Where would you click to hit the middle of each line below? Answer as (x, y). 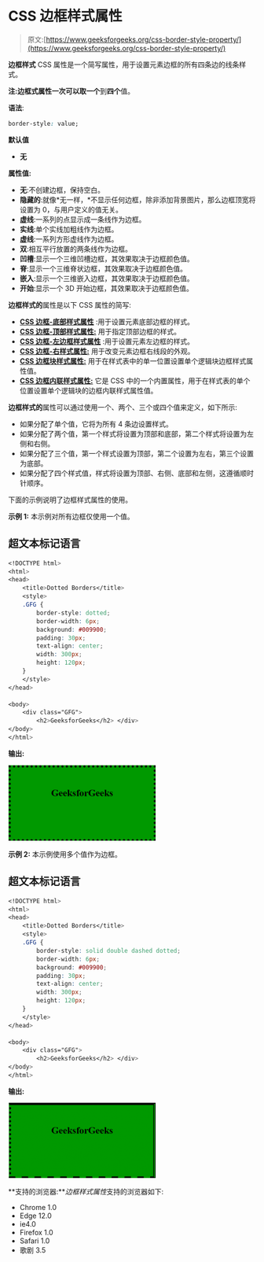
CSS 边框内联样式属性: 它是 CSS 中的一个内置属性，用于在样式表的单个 (135, 380)
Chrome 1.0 (38, 1207)
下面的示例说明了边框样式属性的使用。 (70, 500)
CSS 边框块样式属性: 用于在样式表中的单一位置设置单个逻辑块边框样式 (133, 361)
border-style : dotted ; (73, 613)
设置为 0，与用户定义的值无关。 (71, 209)
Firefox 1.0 (36, 1232)
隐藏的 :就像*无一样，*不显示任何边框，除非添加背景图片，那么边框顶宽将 (137, 199)
